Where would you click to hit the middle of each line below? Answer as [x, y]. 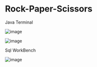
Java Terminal [19, 22]
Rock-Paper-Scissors [49, 9]
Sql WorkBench [21, 50]
